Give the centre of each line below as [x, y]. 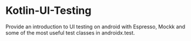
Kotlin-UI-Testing [48, 11]
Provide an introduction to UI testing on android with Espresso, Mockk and [95, 27]
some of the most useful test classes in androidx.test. [70, 32]
